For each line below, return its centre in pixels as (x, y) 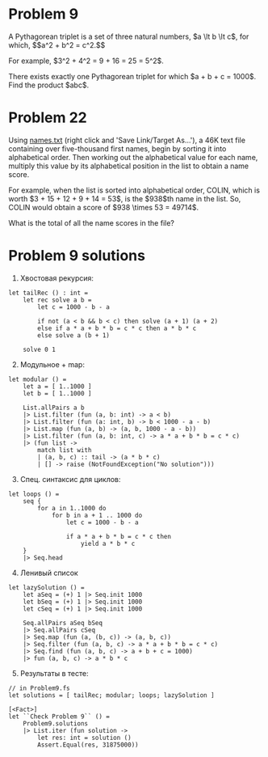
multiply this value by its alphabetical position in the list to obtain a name (128, 166)
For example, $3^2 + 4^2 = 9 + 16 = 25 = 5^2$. (86, 61)
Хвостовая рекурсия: (57, 278)
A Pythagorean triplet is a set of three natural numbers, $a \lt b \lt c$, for (129, 36)
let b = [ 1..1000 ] (57, 393)
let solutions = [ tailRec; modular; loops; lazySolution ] (112, 695)
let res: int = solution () (84, 738)
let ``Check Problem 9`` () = (59, 717)
